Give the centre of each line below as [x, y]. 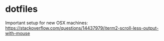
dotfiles [22, 9]
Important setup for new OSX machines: [47, 23]
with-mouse [18, 33]
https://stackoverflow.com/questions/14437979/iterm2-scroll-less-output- [82, 28]
